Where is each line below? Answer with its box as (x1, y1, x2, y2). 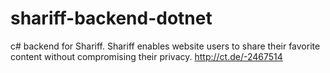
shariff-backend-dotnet (10, 7, 213, 30)
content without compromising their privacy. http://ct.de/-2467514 (10, 50, 283, 62)
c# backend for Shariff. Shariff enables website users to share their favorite (10, 40, 321, 52)
